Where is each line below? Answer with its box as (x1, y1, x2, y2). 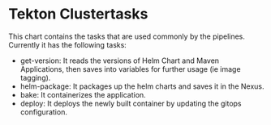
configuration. (19, 106, 67, 117)
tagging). (19, 73, 51, 82)
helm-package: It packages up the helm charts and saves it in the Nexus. (19, 81, 265, 91)
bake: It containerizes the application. (19, 90, 146, 99)
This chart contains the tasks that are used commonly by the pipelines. (8, 31, 246, 41)
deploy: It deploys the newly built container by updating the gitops (19, 98, 242, 108)
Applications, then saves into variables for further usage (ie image (19, 64, 241, 73)
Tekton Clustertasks (8, 5, 148, 23)
